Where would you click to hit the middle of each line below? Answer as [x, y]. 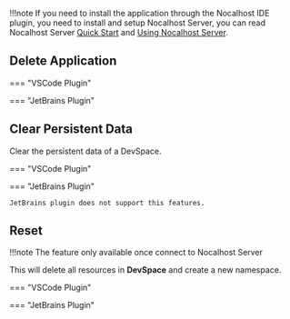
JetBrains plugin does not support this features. [107, 203]
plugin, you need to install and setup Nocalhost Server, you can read [138, 23]
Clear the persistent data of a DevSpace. [85, 151]
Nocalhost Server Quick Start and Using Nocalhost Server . [119, 32]
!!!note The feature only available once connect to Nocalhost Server [136, 253]
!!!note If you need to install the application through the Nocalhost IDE [140, 13]
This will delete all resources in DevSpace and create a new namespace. [145, 270]
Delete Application [63, 61]
